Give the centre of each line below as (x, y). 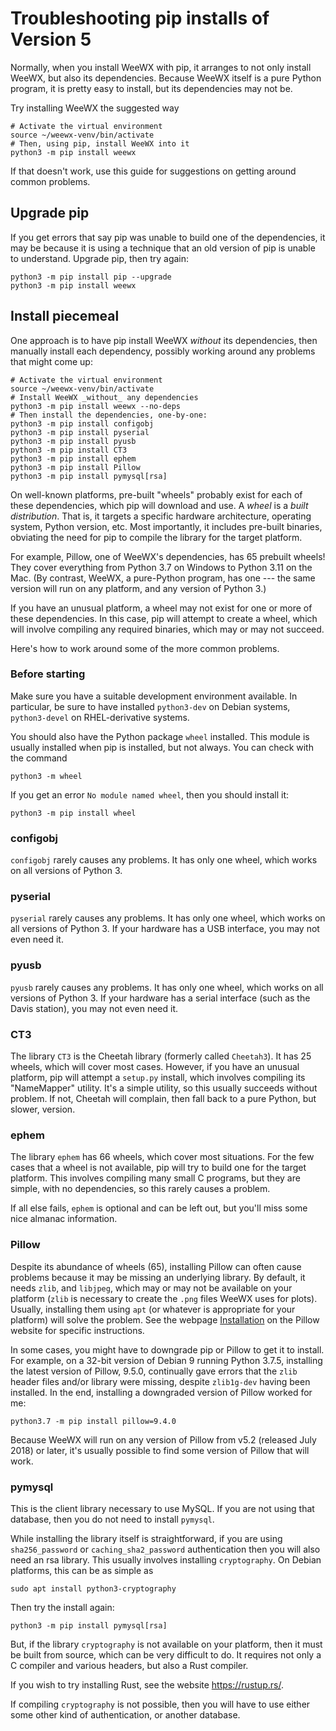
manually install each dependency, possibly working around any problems (163, 351)
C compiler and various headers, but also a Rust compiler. (129, 1665)
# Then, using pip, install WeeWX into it (100, 143)
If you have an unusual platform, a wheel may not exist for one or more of (161, 608)
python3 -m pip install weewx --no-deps (96, 406)
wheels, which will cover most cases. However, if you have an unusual (155, 1067)
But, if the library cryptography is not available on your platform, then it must (166, 1644)
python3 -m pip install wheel (73, 813)
